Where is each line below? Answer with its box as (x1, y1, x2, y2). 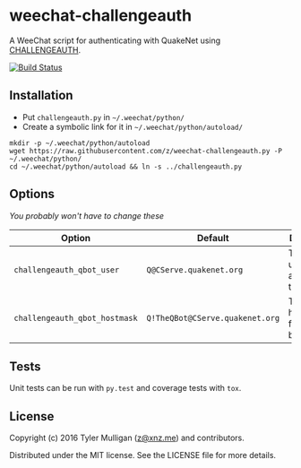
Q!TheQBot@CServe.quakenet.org (146, 313, 280, 323)
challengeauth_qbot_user (13, 264, 120, 274)
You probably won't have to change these (9, 210, 164, 221)
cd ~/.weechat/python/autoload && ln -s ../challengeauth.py (9, 162, 243, 171)
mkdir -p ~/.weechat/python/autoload (9, 138, 150, 148)
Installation (9, 88, 73, 103)
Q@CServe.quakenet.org (146, 264, 244, 274)
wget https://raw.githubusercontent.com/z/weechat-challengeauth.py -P (9, 146, 282, 155)
